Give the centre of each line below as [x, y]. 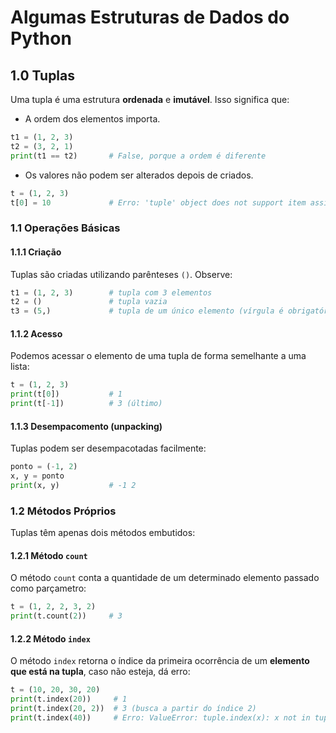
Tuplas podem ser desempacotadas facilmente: [108, 448]
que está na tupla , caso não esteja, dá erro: [100, 672]
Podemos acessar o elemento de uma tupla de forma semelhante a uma [158, 356]
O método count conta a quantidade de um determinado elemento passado [165, 578]
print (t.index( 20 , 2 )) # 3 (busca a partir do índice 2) [133, 708]
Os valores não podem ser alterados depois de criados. [139, 175]
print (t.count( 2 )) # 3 [66, 616]
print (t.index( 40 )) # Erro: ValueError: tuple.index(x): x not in [160, 717]
